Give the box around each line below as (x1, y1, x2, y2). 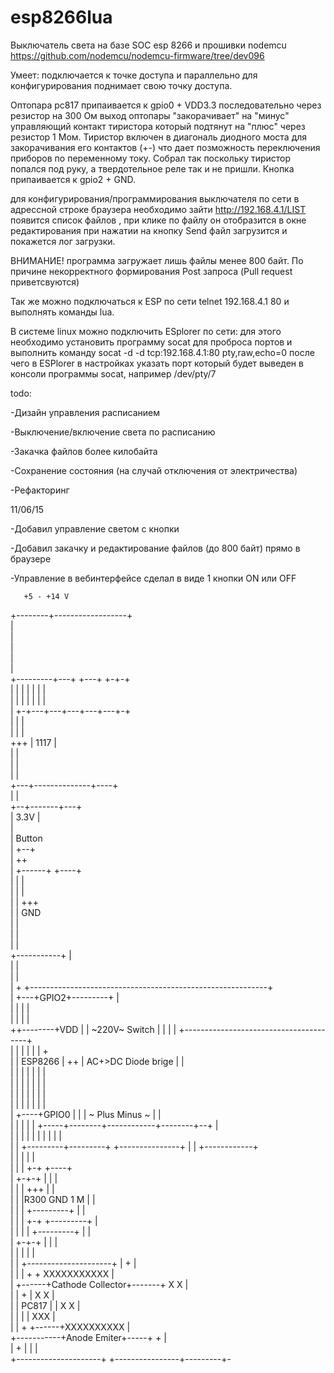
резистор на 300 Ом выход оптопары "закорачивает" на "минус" (10, 109, 290, 121)
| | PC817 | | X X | (10, 1299, 81, 1311)
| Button (10, 832, 43, 844)
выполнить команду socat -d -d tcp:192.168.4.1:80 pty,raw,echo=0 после (10, 346, 315, 358)
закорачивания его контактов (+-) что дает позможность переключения (10, 141, 321, 153)
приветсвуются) (10, 276, 80, 288)
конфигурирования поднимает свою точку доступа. (10, 79, 233, 91)
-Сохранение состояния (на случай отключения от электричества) (10, 464, 298, 476)
